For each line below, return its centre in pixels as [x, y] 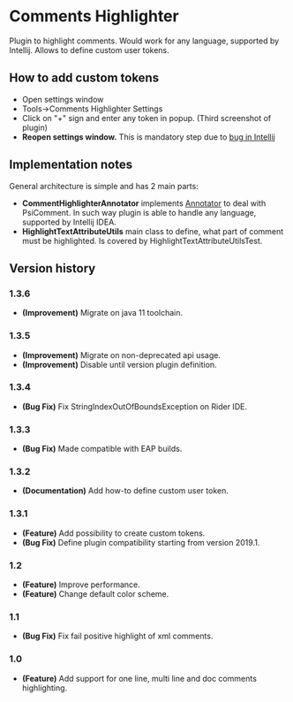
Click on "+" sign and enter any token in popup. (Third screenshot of [146, 118]
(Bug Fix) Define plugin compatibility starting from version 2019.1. [141, 542]
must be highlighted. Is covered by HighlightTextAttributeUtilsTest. [142, 240]
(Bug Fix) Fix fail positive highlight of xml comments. [117, 636]
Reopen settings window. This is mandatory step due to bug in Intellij [148, 137]
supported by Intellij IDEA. [69, 222]
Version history [53, 268]
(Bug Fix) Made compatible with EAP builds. [102, 449]
